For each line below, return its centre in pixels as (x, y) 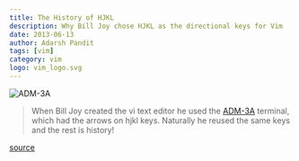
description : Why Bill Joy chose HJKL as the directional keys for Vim (146, 26)
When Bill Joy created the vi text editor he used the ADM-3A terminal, (160, 111)
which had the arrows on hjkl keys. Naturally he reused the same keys (160, 120)
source (22, 147)
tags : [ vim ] (31, 51)
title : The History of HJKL (62, 18)
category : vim (36, 59)
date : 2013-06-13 (42, 34)
